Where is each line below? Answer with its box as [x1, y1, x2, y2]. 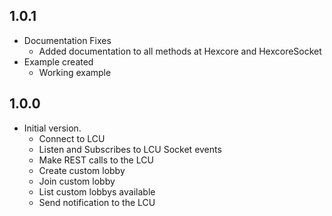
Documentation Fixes [23, 34, 112, 46]
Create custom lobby [38, 164, 126, 176]
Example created [23, 55, 94, 68]
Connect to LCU [38, 132, 106, 144]
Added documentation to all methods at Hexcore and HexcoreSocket [38, 45, 322, 57]
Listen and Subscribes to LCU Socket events [38, 143, 222, 155]
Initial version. [23, 122, 82, 134]
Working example [38, 66, 112, 78]
